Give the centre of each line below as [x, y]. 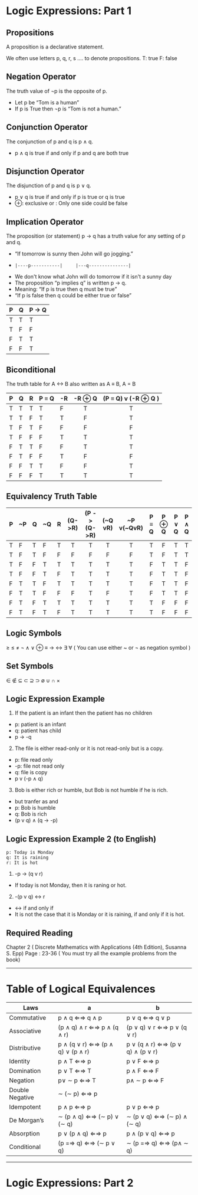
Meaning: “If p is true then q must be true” [66, 289]
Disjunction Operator [45, 171]
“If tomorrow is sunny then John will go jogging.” [74, 254]
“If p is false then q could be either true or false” [73, 296]
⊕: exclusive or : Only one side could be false [71, 203]
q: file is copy [31, 772]
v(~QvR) [131, 528]
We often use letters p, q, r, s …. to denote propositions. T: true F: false [92, 58]
